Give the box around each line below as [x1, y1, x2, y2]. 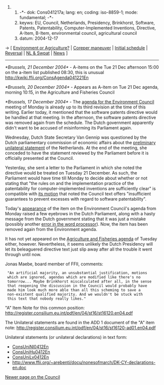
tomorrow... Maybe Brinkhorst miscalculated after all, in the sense [7, 279, 152, 284]
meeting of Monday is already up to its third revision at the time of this [5, 104, 146, 110]
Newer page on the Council [5, 374, 60, 380]
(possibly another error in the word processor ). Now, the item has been [5, 221, 148, 227]
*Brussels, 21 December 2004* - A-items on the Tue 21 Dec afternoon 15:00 [5, 64, 159, 70]
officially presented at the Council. [5, 155, 74, 161]
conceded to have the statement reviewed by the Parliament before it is [5, 150, 149, 156]
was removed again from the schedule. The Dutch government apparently [5, 120, 154, 126]
